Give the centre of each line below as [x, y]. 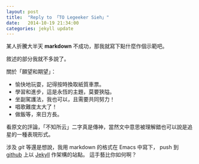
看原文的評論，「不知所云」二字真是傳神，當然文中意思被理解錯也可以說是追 [99, 127]
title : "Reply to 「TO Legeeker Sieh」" [58, 17]
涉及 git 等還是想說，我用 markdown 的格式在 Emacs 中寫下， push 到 [92, 147]
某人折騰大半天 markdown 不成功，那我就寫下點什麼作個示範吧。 [87, 46]
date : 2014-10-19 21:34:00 [43, 23]
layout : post [22, 12]
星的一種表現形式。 [30, 135]
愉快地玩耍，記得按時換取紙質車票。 [60, 84]
